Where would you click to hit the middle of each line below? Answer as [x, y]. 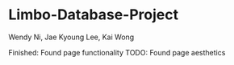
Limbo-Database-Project [94, 15]
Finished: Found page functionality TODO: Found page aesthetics [117, 52]
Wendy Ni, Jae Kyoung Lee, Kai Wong [71, 37]
